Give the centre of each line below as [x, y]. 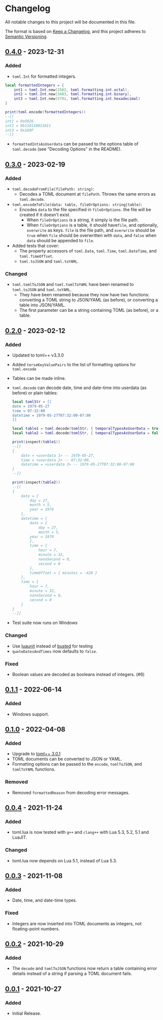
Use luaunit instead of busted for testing [52, 646]
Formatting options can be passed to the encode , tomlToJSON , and [77, 764]
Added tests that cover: [36, 246]
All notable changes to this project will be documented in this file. [71, 22]
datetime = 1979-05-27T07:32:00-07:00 [51, 415]
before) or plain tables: [35, 393]
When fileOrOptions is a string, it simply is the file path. [82, 220]
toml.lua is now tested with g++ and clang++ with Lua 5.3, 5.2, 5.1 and [81, 832]
